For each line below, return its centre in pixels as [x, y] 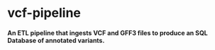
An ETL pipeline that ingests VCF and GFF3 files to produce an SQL [107, 32]
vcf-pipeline [44, 13]
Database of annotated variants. [56, 40]
